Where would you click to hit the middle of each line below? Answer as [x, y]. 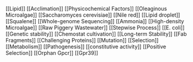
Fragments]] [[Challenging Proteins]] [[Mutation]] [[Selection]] [82, 40]
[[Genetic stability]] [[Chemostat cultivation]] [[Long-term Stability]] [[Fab [96, 34]
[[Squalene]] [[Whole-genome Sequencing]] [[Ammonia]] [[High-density [95, 21]
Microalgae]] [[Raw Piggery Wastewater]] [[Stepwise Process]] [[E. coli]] [95, 27]
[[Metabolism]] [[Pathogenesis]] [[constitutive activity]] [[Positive [86, 46]
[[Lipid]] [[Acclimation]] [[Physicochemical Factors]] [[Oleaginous [86, 9]
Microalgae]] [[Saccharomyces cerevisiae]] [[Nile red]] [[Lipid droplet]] [93, 15]
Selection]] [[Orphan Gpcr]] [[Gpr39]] [52, 53]
